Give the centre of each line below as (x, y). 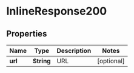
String (42, 61)
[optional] (111, 61)
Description (74, 51)
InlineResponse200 (57, 11)
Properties (27, 34)
